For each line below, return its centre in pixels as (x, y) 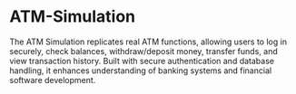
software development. (53, 80)
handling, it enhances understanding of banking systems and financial (141, 70)
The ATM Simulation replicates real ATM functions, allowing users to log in (148, 42)
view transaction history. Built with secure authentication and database (142, 61)
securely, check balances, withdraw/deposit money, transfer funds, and (144, 51)
